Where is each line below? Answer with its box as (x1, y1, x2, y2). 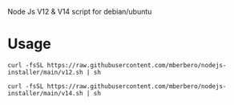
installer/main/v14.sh (7, 89, 83, 97)
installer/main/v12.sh (7, 68, 83, 76)
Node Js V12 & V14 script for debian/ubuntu (7, 7, 152, 16)
